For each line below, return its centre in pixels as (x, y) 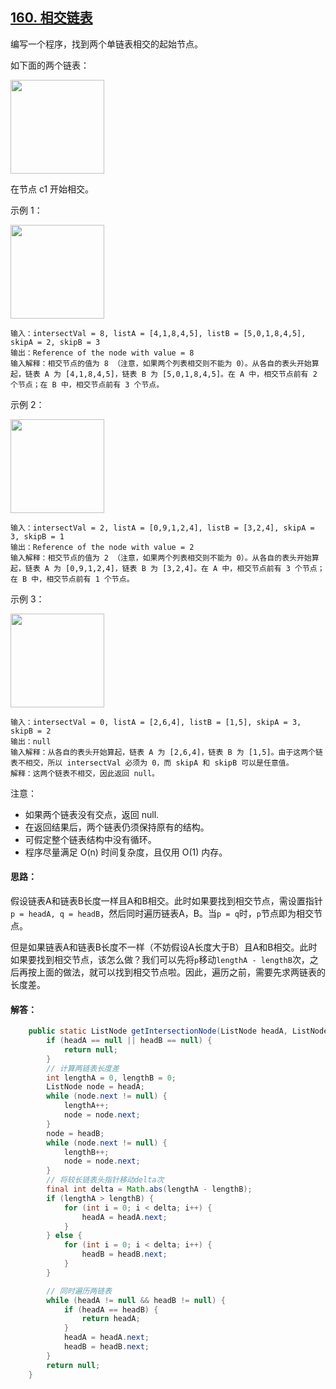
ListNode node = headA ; (95, 1087)
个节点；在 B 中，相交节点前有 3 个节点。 (87, 384)
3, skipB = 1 (37, 536)
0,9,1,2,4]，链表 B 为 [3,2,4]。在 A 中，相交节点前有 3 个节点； (197, 568)
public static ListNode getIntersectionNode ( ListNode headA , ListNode (178, 1031)
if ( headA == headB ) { (111, 1309)
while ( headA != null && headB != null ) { (136, 1300)
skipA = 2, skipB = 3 (55, 342)
